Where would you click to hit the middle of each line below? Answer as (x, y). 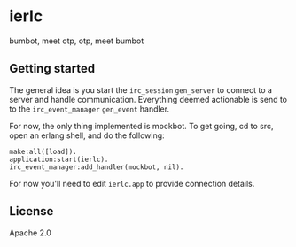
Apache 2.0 (30, 233)
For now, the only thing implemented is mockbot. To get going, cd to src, (141, 126)
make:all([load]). (43, 151)
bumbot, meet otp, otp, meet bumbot (77, 41)
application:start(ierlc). (59, 159)
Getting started (52, 69)
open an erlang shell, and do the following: (87, 135)
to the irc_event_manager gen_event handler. (90, 109)
